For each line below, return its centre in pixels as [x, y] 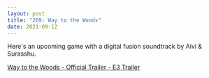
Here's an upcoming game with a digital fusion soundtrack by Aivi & [105, 47]
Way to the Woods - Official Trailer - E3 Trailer [74, 68]
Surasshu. [22, 54]
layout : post [26, 14]
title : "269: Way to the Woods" [54, 20]
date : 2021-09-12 [33, 26]
